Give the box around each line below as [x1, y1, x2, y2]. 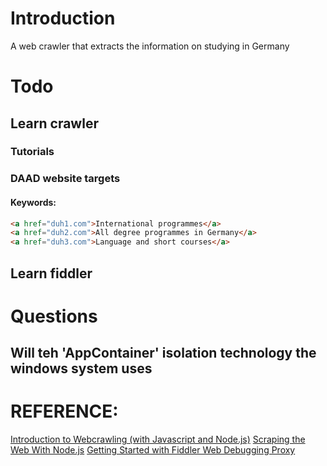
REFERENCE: [10, 400, 119, 423]
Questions [10, 305, 98, 327]
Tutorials [10, 145, 55, 159]
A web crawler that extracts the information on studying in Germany [10, 40, 290, 52]
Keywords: [10, 196, 57, 208]
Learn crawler [10, 115, 99, 132]
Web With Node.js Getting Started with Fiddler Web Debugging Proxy [10, 444, 296, 456]
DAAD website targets [10, 172, 121, 186]
